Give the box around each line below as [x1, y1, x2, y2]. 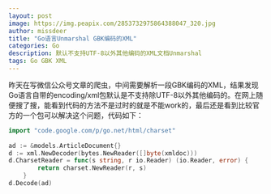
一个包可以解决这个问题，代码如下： [22, 110, 144, 120]
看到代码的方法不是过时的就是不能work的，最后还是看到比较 [50, 100, 253, 110]
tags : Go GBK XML [8, 57, 67, 65]
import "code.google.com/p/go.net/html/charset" [8, 126, 176, 134]
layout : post [8, 11, 53, 20]
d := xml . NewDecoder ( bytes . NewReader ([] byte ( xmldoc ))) [8, 149, 198, 158]
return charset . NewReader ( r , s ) [37, 164, 148, 172]
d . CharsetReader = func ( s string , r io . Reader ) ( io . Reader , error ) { [8, 157, 249, 165]
